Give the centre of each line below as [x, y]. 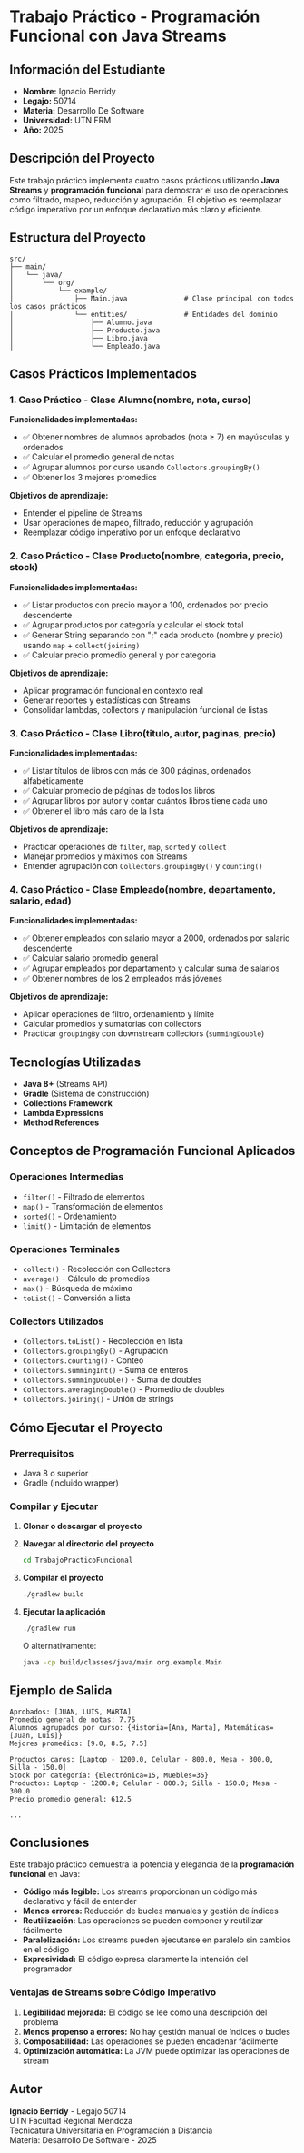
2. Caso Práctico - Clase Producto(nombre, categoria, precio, [147, 556]
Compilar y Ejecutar [54, 1506]
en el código [46, 1950]
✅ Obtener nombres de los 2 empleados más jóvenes [122, 979]
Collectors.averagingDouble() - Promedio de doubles [123, 1389]
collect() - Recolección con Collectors [96, 1269]
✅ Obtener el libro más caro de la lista [93, 811]
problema [40, 2021]
